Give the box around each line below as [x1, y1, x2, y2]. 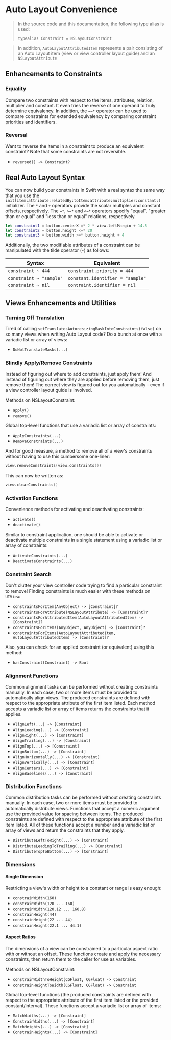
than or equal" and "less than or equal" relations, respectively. [5, 213, 136, 219]
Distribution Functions [5, 782, 62, 790]
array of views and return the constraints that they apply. [5, 827, 125, 833]
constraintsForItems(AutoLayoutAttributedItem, [12, 630, 116, 636]
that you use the [5, 192, 40, 199]
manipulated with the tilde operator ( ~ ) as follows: [5, 247, 110, 253]
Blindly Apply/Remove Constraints [5, 359, 93, 366]
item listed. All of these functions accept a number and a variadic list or [5, 822, 155, 828]
